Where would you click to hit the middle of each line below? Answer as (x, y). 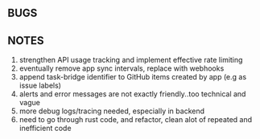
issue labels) (40, 86)
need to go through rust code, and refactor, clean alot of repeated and (136, 120)
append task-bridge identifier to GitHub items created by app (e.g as (133, 77)
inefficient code (45, 129)
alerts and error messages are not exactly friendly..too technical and (132, 94)
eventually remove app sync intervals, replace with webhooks (122, 68)
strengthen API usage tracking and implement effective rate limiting (131, 60)
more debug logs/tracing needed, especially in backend (112, 111)
